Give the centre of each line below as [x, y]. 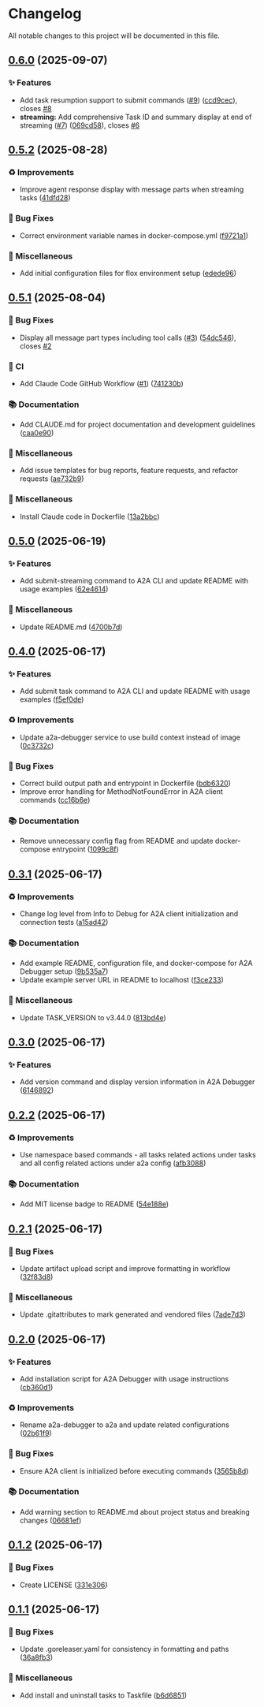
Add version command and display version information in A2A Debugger [137, 1082]
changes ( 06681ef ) [50, 1520]
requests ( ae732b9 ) [52, 479]
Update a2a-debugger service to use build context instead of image [130, 737]
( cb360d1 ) [36, 1387]
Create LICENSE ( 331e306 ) [63, 1585]
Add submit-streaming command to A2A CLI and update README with [134, 581]
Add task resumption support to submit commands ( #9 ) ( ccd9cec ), [128, 100]
